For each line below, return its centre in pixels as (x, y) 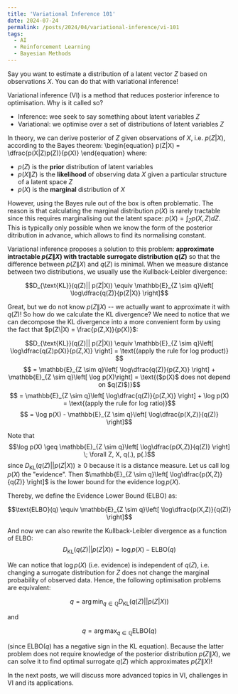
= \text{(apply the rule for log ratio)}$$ (119, 403)
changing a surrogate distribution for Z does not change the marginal (108, 572)
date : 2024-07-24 (33, 21)
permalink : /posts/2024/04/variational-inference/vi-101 (93, 27)
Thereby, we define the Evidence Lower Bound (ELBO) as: (92, 496)
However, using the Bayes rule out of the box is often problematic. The (110, 203)
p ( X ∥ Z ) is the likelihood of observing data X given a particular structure (122, 174)
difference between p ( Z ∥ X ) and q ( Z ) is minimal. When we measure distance (118, 264)
